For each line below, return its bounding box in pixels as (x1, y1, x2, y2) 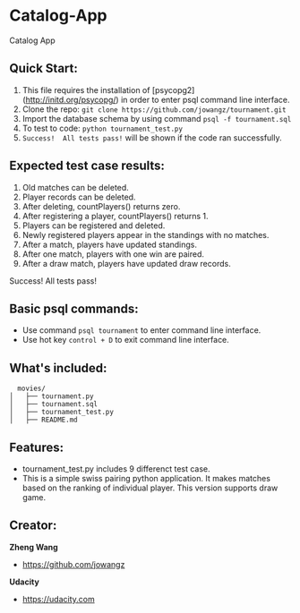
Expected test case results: (9, 158, 166, 174)
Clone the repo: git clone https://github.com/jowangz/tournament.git (21, 104, 287, 115)
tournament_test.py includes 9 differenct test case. (21, 464, 210, 474)
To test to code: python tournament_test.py (21, 123, 184, 133)
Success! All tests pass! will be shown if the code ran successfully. (21, 132, 282, 143)
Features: (9, 439, 64, 455)
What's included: (9, 360, 107, 376)
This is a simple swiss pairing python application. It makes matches (21, 473, 271, 483)
